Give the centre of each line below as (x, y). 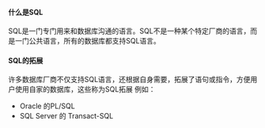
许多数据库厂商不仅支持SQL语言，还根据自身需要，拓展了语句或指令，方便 (129, 80)
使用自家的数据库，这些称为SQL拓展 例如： (85, 89)
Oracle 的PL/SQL (47, 106)
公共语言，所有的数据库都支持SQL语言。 (95, 41)
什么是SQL (26, 12)
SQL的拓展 (26, 60)
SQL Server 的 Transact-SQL (66, 116)
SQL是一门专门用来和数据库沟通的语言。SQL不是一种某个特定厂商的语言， (129, 31)
